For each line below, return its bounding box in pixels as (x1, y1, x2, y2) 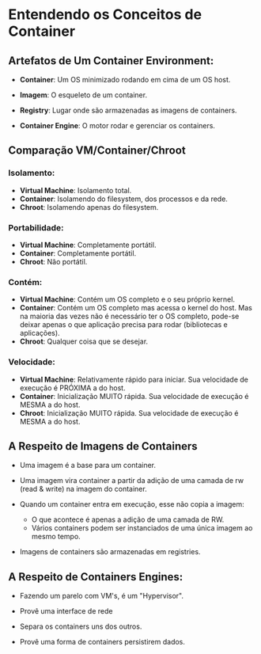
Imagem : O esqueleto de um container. (19, 90, 148, 100)
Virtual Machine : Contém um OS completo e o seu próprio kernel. (19, 295, 236, 304)
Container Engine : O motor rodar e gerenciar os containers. (19, 121, 216, 130)
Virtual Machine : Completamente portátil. (19, 240, 157, 249)
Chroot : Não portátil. (19, 257, 88, 266)
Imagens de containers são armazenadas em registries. (19, 547, 201, 557)
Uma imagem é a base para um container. (19, 461, 157, 470)
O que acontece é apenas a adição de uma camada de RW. (31, 515, 225, 524)
